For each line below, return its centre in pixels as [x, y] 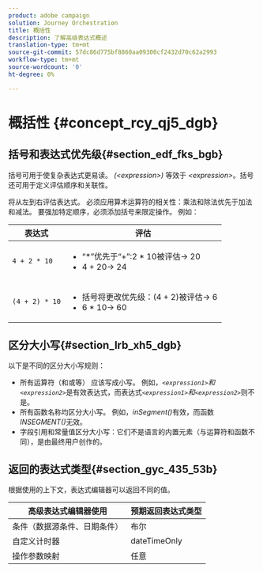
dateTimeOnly [157, 541]
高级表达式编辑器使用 [68, 511]
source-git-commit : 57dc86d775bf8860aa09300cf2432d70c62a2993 [113, 52]
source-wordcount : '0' [45, 67]
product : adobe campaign [49, 15]
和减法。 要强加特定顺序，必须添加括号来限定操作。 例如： [103, 211]
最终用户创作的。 [79, 442]
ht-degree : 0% [32, 74]
